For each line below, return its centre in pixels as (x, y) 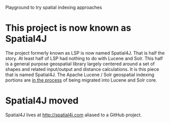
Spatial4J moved (42, 101)
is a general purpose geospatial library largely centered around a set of (80, 64)
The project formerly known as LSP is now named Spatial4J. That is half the (85, 53)
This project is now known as (68, 28)
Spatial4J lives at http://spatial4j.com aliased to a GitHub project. (74, 115)
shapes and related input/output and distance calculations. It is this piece (82, 69)
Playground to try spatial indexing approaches (54, 7)
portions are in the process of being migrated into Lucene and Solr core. (81, 80)
